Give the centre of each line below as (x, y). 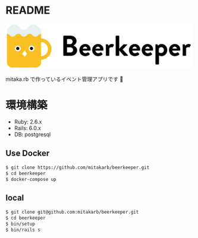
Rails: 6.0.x (27, 128)
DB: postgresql (32, 135)
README (28, 10)
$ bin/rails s (23, 230)
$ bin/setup (20, 224)
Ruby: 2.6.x (28, 122)
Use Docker (28, 153)
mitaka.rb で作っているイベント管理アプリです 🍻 (65, 79)
